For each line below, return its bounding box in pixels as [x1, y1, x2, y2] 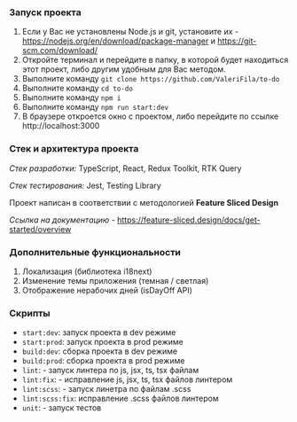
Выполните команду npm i [21, 92, 121, 103]
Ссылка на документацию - [9, 215, 115, 225]
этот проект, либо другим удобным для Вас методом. [21, 64, 226, 74]
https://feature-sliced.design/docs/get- [116, 215, 261, 225]
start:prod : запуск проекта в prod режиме [21, 337, 184, 348]
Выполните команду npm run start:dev [21, 102, 169, 113]
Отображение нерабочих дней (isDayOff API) [21, 285, 192, 295]
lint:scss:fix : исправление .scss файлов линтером [21, 393, 219, 404]
